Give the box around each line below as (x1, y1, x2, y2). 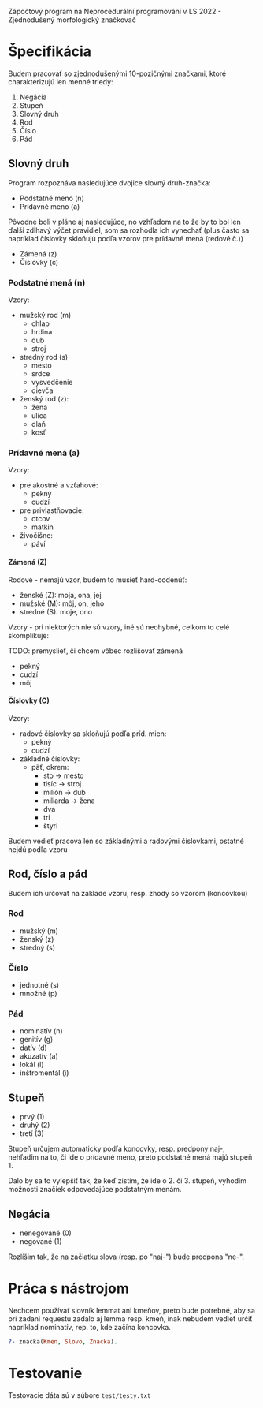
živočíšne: (19, 531, 54, 540)
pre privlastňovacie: (19, 506, 84, 515)
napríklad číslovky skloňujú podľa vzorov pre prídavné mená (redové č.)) (8, 233, 244, 243)
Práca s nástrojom (8, 1279, 130, 1298)
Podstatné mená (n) (8, 277, 86, 288)
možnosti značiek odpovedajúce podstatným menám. (8, 1185, 182, 1194)
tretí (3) (19, 1129, 45, 1138)
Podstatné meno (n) (19, 193, 84, 203)
